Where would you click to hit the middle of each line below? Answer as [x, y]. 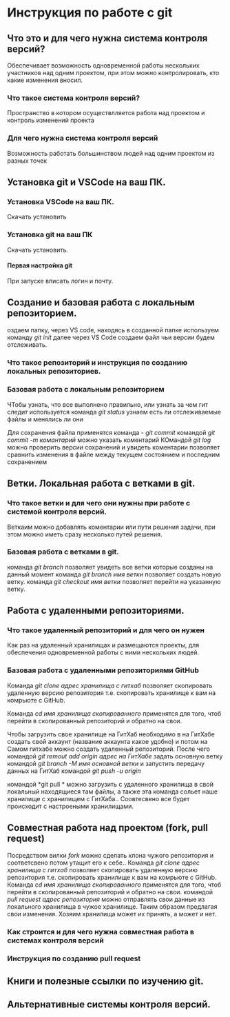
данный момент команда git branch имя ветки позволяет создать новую [114, 574]
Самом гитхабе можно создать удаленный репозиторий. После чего [108, 749]
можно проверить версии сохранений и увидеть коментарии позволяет [114, 447]
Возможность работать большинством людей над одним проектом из [111, 153]
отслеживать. [27, 344]
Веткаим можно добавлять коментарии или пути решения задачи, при [111, 527]
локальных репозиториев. [54, 371]
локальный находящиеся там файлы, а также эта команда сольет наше [113, 792]
